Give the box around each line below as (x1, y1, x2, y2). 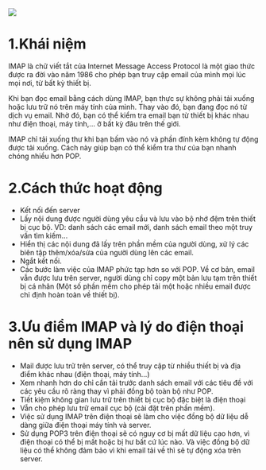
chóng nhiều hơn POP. (8, 151, 82, 161)
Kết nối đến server (19, 205, 81, 215)
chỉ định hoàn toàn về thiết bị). (19, 289, 120, 299)
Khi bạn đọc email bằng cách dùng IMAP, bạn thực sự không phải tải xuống (8, 93, 255, 103)
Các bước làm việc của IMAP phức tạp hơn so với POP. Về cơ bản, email (19, 264, 256, 274)
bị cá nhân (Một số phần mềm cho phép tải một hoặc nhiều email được (19, 282, 252, 291)
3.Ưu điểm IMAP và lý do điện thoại (8, 318, 245, 336)
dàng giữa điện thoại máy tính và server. (19, 420, 152, 429)
